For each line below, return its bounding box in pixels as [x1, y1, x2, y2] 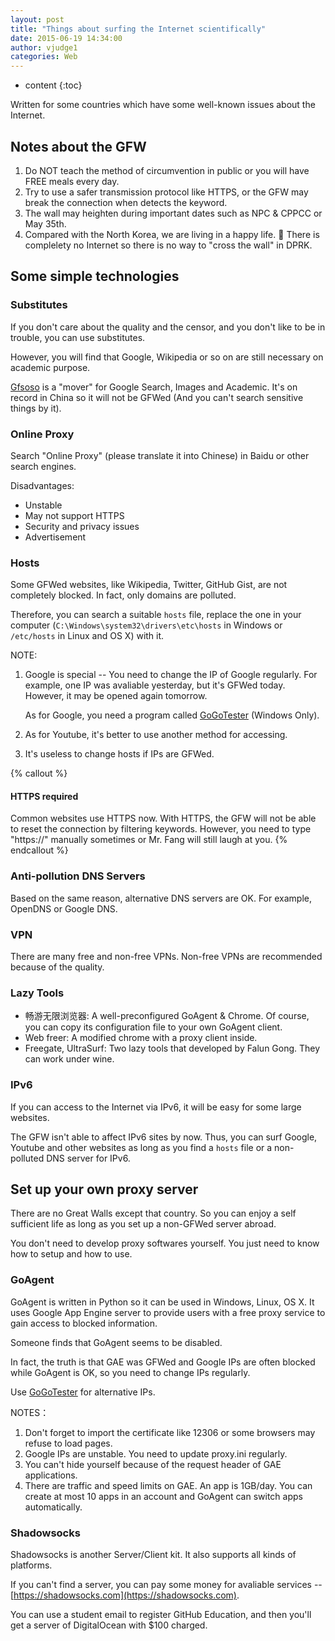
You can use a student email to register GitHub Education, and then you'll [10, 1609, 312, 1621]
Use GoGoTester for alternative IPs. [10, 1386, 156, 1398]
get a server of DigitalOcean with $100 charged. [10, 1619, 208, 1631]
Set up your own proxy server [10, 1181, 199, 1198]
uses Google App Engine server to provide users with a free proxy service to [10, 1306, 326, 1318]
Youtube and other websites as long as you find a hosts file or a [10, 1141, 273, 1153]
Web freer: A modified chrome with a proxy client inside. [24, 1032, 258, 1044]
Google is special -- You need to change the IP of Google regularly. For [24, 669, 318, 681]
